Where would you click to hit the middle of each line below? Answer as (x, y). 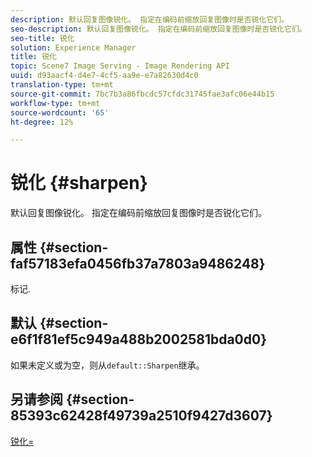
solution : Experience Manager (73, 47)
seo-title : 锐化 (42, 38)
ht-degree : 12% (42, 122)
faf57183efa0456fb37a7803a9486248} (138, 263)
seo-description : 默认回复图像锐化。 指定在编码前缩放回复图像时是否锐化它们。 (158, 29)
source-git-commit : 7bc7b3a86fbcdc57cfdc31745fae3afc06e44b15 (142, 94)
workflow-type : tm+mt (55, 103)
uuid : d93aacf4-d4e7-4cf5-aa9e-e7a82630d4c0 (104, 76)
